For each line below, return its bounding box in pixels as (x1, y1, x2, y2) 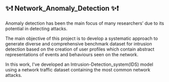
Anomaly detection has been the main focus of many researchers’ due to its (5, 20, 164, 26)
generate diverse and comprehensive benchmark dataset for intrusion (5, 40, 152, 47)
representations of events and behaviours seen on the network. (5, 51, 138, 57)
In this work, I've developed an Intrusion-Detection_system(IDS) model (5, 61, 154, 67)
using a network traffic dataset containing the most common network (5, 66, 151, 72)
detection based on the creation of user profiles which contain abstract (5, 46, 155, 52)
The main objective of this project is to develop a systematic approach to (5, 35, 158, 42)
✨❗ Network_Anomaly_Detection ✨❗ (5, 4, 119, 13)
